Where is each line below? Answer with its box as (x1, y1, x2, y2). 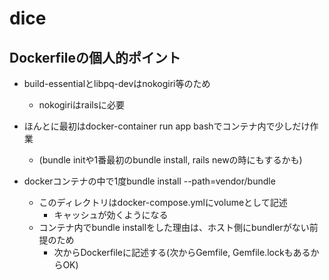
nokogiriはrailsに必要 (38, 99, 126, 111)
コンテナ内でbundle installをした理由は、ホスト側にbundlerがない (38, 222, 310, 233)
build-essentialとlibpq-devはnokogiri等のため (23, 78, 211, 89)
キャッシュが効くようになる (53, 209, 169, 221)
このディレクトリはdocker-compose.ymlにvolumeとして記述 (38, 197, 288, 208)
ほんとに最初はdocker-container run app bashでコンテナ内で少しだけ (23, 120, 311, 132)
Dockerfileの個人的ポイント (9, 49, 182, 66)
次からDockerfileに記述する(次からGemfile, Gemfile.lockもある (53, 247, 311, 258)
